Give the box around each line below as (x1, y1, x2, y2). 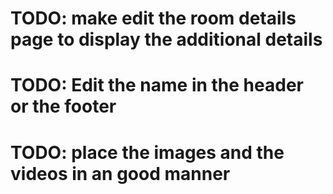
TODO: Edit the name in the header (10, 74, 304, 97)
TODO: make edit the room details (10, 7, 297, 30)
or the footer (10, 95, 117, 118)
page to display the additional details (10, 28, 323, 51)
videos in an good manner (10, 162, 231, 185)
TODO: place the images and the (10, 141, 285, 164)
